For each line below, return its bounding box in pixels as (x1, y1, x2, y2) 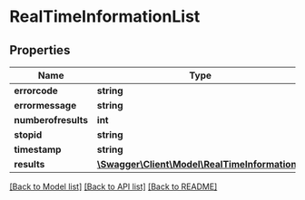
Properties (9, 43, 71, 58)
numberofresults (14, 114, 89, 126)
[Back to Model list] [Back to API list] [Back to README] (9, 181, 218, 192)
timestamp (14, 143, 62, 156)
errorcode (14, 84, 59, 97)
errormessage (14, 100, 77, 111)
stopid (14, 129, 43, 141)
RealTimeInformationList (9, 6, 201, 27)
